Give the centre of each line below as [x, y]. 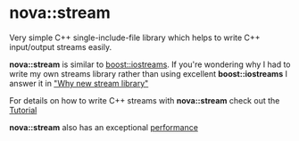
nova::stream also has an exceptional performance [104, 127]
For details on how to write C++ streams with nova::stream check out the [145, 100]
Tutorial [23, 110]
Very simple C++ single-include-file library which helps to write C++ [135, 37]
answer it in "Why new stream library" [79, 83]
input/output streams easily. [61, 46]
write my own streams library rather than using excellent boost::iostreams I [149, 73]
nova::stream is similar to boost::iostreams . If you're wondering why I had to [150, 64]
